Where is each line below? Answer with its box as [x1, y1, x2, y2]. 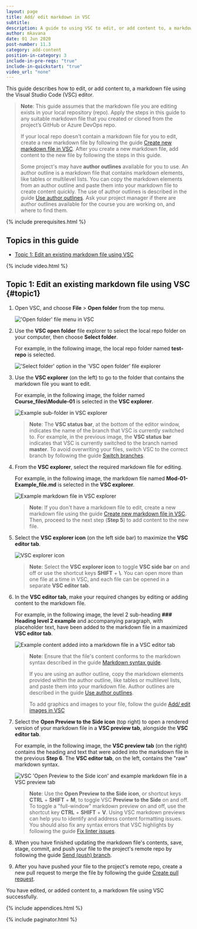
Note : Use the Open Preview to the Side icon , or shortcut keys [29, 790, 182, 797]
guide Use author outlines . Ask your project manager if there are [20, 194, 176, 201]
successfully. [6, 893, 38, 900]
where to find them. [20, 207, 69, 214]
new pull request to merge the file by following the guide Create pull [14, 869, 179, 876]
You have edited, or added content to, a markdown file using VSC [6, 887, 164, 894]
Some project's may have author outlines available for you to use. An [20, 163, 189, 170]
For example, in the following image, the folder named [14, 391, 145, 398]
